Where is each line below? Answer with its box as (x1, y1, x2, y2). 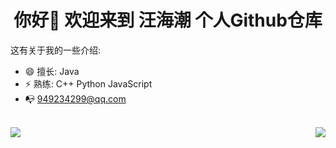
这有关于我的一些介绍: (10, 44, 102, 56)
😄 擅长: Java (24, 65, 80, 77)
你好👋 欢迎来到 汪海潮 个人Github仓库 (13, 9, 323, 32)
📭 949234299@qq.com (24, 92, 127, 105)
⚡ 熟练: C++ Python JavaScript (24, 77, 153, 90)
